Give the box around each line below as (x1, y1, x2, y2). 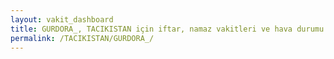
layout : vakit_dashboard (10, 14, 114, 25)
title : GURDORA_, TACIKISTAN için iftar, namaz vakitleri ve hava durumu (10, 24, 325, 34)
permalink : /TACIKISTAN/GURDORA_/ (10, 33, 155, 43)
